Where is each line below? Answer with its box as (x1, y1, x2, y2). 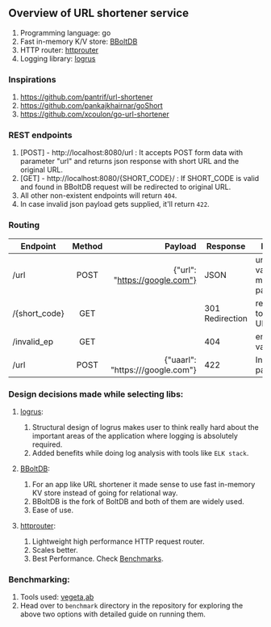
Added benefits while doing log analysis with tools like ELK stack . (31, 448, 249, 457)
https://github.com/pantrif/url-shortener (19, 92, 153, 102)
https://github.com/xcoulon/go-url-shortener (19, 109, 169, 120)
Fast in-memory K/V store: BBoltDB (19, 36, 138, 46)
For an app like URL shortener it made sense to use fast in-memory (31, 480, 256, 489)
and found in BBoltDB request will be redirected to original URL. (19, 182, 231, 192)
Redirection (204, 313, 248, 324)
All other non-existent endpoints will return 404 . (19, 191, 177, 200)
